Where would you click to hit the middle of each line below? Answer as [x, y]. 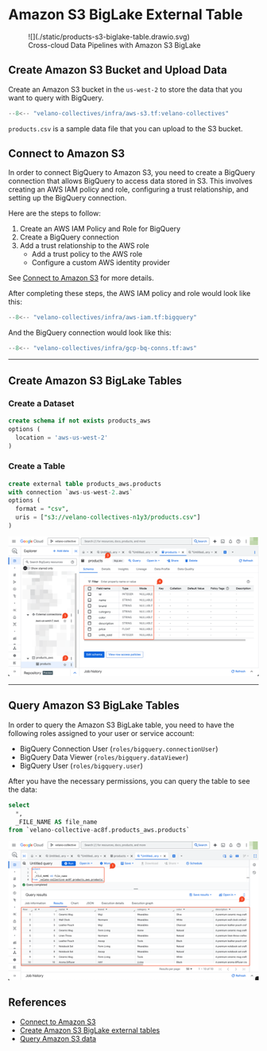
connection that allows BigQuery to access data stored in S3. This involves [130, 181]
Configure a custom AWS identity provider [101, 263]
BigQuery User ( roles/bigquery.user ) [81, 765]
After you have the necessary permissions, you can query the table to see [129, 780]
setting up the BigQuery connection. [68, 198]
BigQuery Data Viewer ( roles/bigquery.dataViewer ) [104, 757]
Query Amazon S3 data [58, 1038]
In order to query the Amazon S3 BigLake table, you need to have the [121, 725]
